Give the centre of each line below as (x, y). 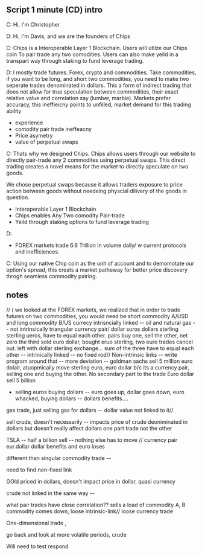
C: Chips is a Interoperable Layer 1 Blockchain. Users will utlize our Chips (97, 48)
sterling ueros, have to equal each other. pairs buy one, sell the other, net (97, 335)
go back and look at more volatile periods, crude (66, 534)
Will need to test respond (37, 546)
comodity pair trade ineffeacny (53, 129)
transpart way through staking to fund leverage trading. (75, 60)
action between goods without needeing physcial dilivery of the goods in (97, 191)
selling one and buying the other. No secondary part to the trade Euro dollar (100, 374)
